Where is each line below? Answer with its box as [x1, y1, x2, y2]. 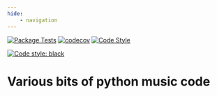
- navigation [20, 17, 58, 24]
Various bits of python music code [7, 74, 211, 89]
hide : [7, 10, 23, 17]
